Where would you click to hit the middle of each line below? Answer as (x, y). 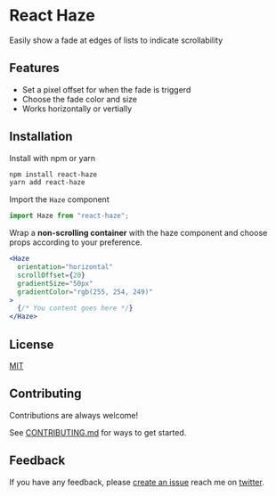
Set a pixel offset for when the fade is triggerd (106, 89)
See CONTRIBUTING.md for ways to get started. (98, 432)
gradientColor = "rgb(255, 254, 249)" (85, 292)
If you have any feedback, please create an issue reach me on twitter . (137, 482)
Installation (41, 137)
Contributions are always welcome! (74, 415)
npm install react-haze (53, 175)
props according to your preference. (76, 242)
